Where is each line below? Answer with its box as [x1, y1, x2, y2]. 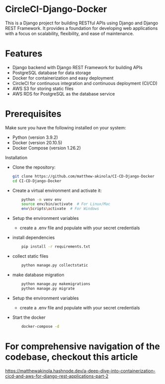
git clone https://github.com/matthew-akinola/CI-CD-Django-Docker [12, 174, 155, 179]
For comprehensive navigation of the [5, 341, 160, 352]
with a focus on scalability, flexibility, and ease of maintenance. [5, 30, 134, 36]
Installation [5, 154, 28, 160]
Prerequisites [5, 108, 62, 120]
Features [5, 48, 43, 59]
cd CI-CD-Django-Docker [12, 178, 62, 184]
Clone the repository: [12, 164, 56, 170]
